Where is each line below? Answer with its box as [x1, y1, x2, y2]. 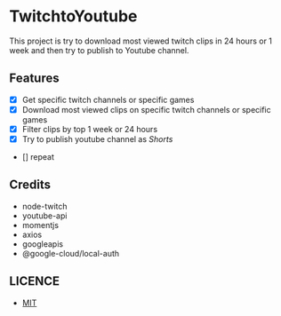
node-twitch [21, 201, 68, 211]
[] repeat [21, 152, 55, 162]
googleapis [21, 238, 64, 249]
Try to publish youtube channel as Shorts [21, 133, 173, 144]
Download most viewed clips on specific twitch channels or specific [21, 104, 271, 115]
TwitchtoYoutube [9, 6, 138, 27]
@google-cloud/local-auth [21, 248, 120, 258]
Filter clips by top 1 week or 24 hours [21, 123, 158, 134]
